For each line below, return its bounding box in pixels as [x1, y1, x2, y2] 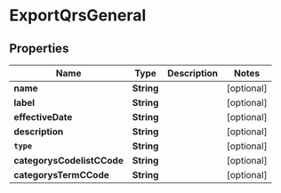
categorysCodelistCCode [13, 155, 124, 166]
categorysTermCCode [13, 169, 109, 181]
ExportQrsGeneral [9, 5, 147, 26]
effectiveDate [13, 111, 73, 123]
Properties [9, 41, 69, 56]
